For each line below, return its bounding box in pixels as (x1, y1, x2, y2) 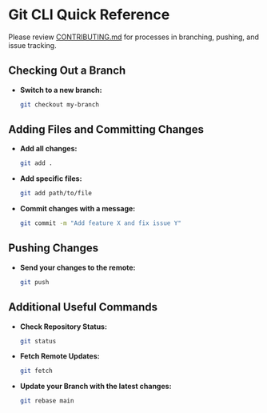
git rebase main (19, 397, 74, 405)
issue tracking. (8, 40, 58, 50)
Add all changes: (19, 144, 78, 154)
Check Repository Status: (19, 322, 108, 331)
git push (19, 278, 50, 286)
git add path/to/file (19, 190, 92, 198)
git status (19, 337, 57, 345)
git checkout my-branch (19, 100, 100, 109)
